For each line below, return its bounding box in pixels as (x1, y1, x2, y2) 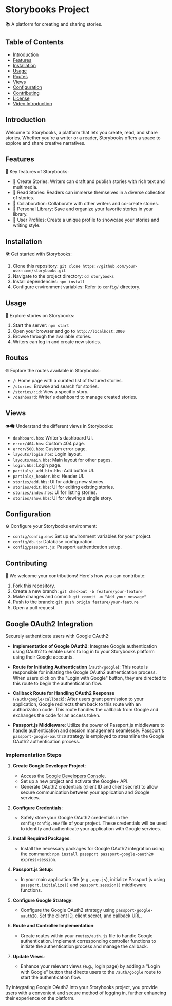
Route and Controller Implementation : (12, 923, 95, 929)
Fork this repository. (12, 582, 55, 589)
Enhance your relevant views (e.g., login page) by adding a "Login (20, 963, 160, 970)
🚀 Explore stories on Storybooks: (5, 313, 75, 318)
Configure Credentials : (12, 804, 63, 811)
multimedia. (12, 184, 38, 190)
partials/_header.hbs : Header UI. (12, 473, 85, 479)
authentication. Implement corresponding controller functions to (20, 938, 156, 944)
